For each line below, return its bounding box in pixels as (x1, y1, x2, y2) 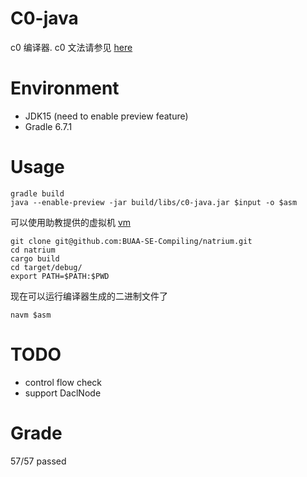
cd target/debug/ (10, 262, 83, 272)
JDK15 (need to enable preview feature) (24, 110, 189, 122)
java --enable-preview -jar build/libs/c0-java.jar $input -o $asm (10, 197, 298, 207)
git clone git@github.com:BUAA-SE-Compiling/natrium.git (10, 236, 253, 246)
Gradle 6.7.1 (24, 120, 73, 132)
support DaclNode (24, 387, 102, 399)
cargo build (10, 253, 60, 264)
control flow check (24, 376, 103, 388)
